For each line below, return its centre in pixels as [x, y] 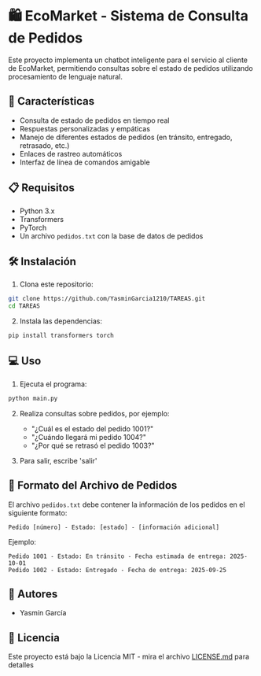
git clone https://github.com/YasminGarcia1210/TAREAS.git [107, 299]
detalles [21, 665]
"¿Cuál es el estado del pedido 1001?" [92, 429]
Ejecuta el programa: [53, 384]
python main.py [33, 398]
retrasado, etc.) [44, 145]
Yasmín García [43, 613]
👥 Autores [33, 594]
